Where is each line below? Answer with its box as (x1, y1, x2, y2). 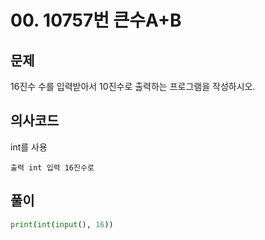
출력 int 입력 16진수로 (10, 162, 95, 173)
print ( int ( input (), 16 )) (10, 219, 114, 230)
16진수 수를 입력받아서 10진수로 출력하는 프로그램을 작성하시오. (10, 81, 256, 92)
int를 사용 (10, 141, 48, 153)
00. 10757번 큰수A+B (10, 9, 182, 32)
